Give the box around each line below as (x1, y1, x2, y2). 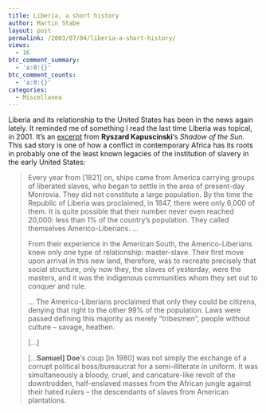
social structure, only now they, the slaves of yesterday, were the (27, 265, 241, 274)
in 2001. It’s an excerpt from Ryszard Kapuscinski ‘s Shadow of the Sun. (8, 132, 245, 142)
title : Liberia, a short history (8, 11, 119, 20)
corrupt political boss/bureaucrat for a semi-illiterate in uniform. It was (27, 362, 259, 372)
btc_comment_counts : (8, 71, 77, 79)
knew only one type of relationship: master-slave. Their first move (27, 248, 244, 258)
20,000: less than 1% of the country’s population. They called (27, 215, 229, 225)
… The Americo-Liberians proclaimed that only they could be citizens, (27, 297, 257, 307)
